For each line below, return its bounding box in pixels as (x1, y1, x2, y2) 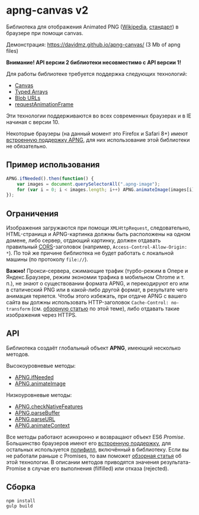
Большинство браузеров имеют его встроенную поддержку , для (6, 440, 171, 447)
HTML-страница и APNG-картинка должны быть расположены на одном (6, 231, 191, 238)
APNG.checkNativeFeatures (14, 403, 83, 410)
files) (6, 47, 19, 54)
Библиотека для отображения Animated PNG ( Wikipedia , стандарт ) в (6, 23, 179, 30)
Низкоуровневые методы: (6, 391, 72, 398)
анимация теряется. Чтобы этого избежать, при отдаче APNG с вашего (6, 293, 187, 300)
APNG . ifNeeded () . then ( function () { (6, 176, 94, 182)
